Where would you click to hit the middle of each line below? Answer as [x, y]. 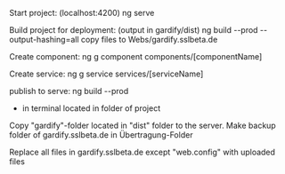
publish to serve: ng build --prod [69, 91]
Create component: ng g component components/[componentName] [136, 56]
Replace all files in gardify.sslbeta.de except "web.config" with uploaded [142, 152]
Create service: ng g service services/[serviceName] [106, 74]
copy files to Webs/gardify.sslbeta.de [149, 40]
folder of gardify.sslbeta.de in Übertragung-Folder [101, 135]
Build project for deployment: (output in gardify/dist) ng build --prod [134, 30]
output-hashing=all [44, 40]
